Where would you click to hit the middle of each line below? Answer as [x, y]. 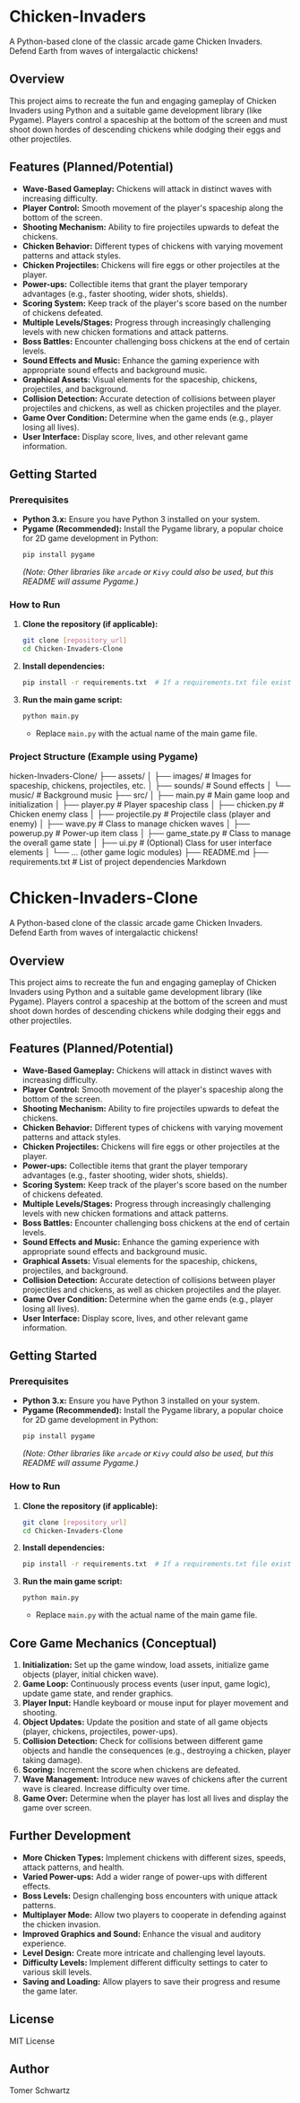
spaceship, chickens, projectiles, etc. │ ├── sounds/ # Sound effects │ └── [150, 786]
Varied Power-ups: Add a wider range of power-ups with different [145, 1876]
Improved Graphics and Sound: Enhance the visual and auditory [141, 1933]
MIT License [32, 2041]
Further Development [70, 1836]
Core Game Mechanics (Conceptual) [113, 1643]
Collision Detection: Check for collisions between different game [142, 1741]
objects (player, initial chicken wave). [90, 1674]
